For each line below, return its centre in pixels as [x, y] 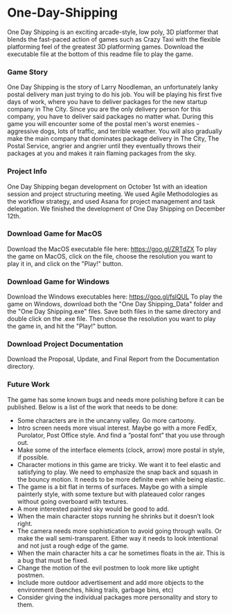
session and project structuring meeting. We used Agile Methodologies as [113, 194]
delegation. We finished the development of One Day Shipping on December [116, 209]
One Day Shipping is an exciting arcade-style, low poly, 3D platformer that [113, 32]
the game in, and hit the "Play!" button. [62, 326]
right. [25, 523]
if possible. [33, 457]
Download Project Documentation [65, 344]
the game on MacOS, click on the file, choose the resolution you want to [110, 256]
